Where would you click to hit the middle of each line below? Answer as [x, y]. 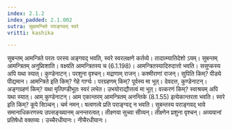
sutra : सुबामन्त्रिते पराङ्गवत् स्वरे [43, 26]
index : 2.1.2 [26, 13]
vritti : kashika [30, 33]
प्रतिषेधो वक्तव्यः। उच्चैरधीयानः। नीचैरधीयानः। [57, 120]
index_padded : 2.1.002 [40, 20]
